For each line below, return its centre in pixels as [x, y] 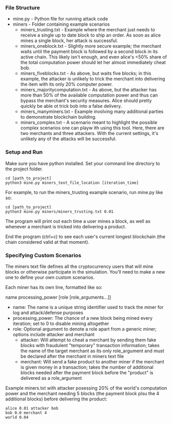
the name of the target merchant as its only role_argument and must [92, 351]
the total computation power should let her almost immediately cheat [93, 63]
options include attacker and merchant [54, 334]
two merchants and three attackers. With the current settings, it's [89, 133]
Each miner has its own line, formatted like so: [54, 287]
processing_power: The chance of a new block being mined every [83, 318]
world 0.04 [17, 417]
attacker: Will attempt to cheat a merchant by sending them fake [88, 340]
